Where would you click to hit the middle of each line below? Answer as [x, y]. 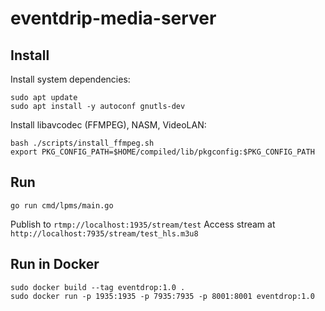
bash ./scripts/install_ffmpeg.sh [82, 143]
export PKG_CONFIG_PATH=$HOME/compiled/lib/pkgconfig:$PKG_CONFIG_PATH [162, 152]
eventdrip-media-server [113, 18]
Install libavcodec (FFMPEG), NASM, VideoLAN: [108, 125]
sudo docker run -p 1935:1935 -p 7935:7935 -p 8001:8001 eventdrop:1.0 [162, 296]
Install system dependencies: [70, 79]
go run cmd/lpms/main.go [62, 205]
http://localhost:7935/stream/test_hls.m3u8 [104, 233]
